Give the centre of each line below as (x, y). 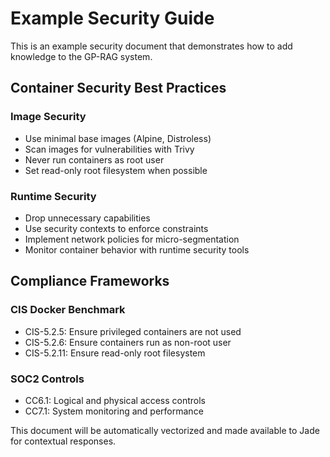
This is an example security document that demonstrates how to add (151, 46)
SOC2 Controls (47, 379)
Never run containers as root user (94, 159)
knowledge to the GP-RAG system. (81, 56)
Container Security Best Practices (118, 88)
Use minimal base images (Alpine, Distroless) (118, 138)
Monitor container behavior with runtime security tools (137, 249)
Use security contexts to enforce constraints (116, 228)
